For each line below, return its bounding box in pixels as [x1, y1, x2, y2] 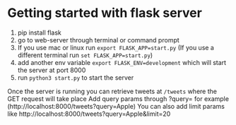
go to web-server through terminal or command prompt [17, 35, 180, 44]
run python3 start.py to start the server [17, 73, 134, 82]
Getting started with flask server [7, 5, 203, 21]
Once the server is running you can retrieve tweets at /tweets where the [7, 87, 218, 95]
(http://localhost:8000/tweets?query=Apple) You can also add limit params [7, 102, 225, 110]
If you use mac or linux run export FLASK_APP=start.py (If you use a [17, 43, 214, 52]
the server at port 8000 [17, 66, 86, 74]
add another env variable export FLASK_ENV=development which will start [17, 58, 227, 66]
